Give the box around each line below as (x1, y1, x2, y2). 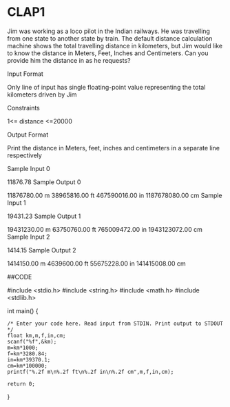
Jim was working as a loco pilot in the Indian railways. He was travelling (7, 27, 210, 35)
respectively (7, 151, 43, 159)
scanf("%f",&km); (7, 338, 57, 345)
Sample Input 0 (7, 164, 50, 172)
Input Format (7, 70, 43, 78)
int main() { (7, 306, 39, 315)
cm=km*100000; (7, 362, 48, 369)
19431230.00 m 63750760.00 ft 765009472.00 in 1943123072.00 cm (7, 225, 203, 233)
